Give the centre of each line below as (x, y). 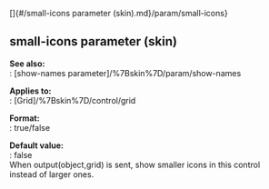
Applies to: (30, 91)
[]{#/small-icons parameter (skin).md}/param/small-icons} (119, 13)
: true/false (30, 127)
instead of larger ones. (52, 174)
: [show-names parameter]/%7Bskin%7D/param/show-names (125, 73)
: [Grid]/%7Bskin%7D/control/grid (73, 100)
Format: (25, 118)
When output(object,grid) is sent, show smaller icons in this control (135, 164)
